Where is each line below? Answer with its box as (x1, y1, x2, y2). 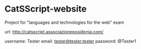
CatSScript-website (4, 3, 87, 15)
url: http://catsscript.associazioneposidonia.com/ (4, 29, 104, 34)
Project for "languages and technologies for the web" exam (4, 19, 124, 25)
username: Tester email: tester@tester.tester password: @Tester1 (4, 38, 137, 44)
